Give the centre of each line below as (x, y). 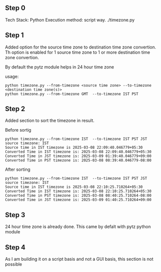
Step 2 (15, 109)
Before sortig (18, 130)
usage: (12, 76)
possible (14, 264)
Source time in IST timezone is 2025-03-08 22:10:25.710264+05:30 (74, 187)
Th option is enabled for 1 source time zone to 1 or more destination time (78, 52)
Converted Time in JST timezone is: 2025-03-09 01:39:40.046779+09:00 (78, 156)
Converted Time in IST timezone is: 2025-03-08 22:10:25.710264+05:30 (78, 191)
